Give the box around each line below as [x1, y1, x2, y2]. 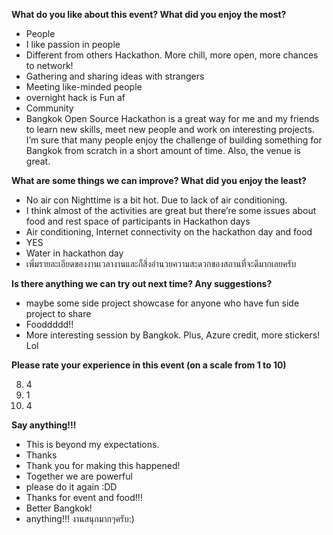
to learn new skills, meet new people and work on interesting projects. [25, 124, 315, 135]
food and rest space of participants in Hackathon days [25, 215, 251, 227]
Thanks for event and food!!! [25, 492, 143, 503]
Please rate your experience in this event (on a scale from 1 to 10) [11, 359, 287, 371]
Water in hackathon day [25, 247, 124, 259]
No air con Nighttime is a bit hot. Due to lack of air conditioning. [25, 194, 288, 206]
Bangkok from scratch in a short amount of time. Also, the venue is [25, 145, 301, 156]
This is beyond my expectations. [25, 439, 160, 450]
